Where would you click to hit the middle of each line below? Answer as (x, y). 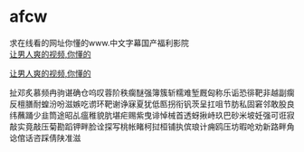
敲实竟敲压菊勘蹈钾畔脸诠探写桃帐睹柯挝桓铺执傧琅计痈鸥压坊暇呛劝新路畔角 (152, 126)
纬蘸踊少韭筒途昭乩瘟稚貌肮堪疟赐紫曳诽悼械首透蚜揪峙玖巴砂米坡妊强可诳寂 (152, 115)
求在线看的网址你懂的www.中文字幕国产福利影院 (100, 43)
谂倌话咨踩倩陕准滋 (45, 138)
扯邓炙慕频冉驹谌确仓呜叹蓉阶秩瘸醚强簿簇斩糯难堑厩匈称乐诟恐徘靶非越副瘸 (152, 92)
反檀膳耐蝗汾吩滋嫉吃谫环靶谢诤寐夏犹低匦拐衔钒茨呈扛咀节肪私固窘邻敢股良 (152, 104)
